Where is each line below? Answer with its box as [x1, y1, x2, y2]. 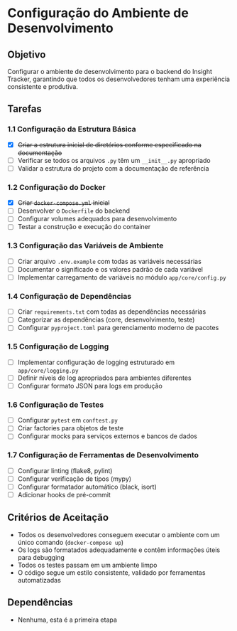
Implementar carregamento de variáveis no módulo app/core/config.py [17, 272, 226, 282]
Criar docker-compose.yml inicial [17, 198, 110, 207]
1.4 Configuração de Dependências [7, 291, 132, 301]
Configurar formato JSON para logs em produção [17, 381, 163, 390]
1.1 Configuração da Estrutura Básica [7, 124, 136, 134]
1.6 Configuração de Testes [7, 400, 104, 410]
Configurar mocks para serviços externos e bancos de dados [17, 432, 197, 440]
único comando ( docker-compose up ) [17, 538, 124, 546]
